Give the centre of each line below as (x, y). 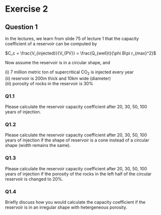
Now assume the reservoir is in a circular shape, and (58, 63)
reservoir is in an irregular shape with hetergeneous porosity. (66, 207)
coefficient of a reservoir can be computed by (51, 44)
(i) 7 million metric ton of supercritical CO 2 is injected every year (69, 72)
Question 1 (21, 27)
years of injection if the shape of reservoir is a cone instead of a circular (77, 140)
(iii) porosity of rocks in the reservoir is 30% (49, 83)
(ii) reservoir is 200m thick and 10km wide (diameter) (58, 78)
